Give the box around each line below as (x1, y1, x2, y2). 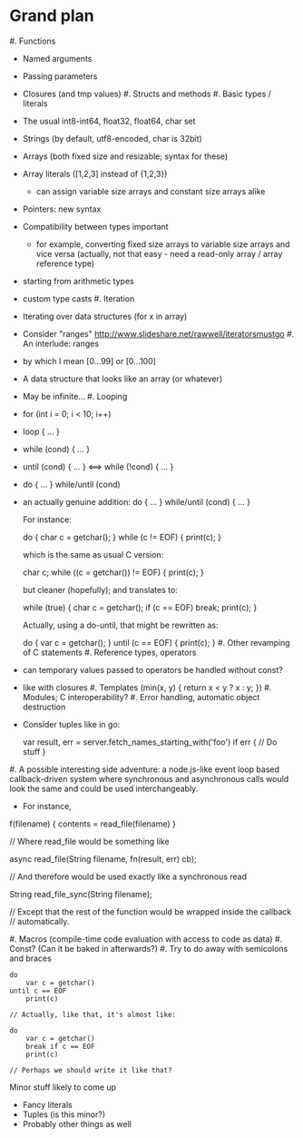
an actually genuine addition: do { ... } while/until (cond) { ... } (22, 496, 251, 507)
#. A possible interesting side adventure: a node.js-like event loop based (9, 764, 279, 775)
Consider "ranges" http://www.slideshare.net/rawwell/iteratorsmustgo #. (22, 328, 295, 339)
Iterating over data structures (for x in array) (22, 311, 188, 322)
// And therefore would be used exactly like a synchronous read (9, 871, 248, 882)
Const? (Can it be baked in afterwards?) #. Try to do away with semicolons (9, 943, 288, 954)
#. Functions (9, 35, 56, 46)
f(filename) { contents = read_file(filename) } (9, 818, 177, 829)
